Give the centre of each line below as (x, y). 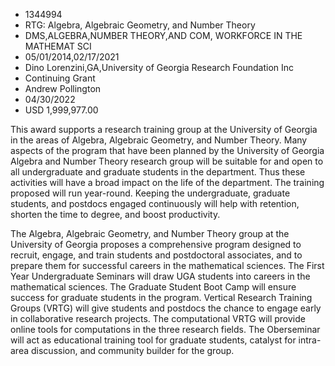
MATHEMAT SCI (58, 46)
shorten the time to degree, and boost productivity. (115, 214)
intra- (310, 340)
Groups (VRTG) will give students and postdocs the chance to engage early (166, 308)
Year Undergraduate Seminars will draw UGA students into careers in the (160, 276)
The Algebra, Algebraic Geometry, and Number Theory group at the (150, 233)
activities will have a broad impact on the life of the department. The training (167, 182)
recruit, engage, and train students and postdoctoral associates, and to (156, 255)
